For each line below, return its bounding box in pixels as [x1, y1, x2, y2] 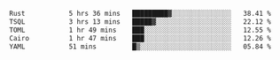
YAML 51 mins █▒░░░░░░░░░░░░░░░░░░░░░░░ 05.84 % [9, 41, 272, 51]
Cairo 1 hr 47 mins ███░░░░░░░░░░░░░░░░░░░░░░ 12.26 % [9, 34, 272, 42]
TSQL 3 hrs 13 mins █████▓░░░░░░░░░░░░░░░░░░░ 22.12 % [9, 17, 272, 26]
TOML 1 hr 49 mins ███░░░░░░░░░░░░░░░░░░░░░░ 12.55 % [9, 26, 272, 34]
